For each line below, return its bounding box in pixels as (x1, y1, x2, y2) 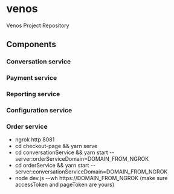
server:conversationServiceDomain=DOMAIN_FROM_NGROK (14, 168, 168, 175)
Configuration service (6, 106, 72, 115)
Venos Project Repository (6, 22, 69, 29)
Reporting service (6, 90, 60, 99)
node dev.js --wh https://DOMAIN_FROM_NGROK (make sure (14, 175, 168, 182)
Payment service (6, 74, 57, 82)
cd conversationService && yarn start (14, 149, 108, 156)
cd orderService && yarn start (14, 162, 89, 169)
